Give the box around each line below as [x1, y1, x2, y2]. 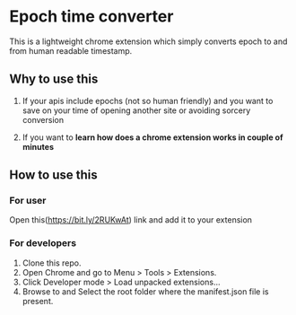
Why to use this [9, 72, 99, 87]
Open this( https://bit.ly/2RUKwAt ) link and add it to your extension [9, 214, 253, 225]
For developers [9, 237, 77, 249]
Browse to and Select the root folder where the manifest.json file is [22, 285, 269, 297]
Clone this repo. [22, 258, 82, 268]
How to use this [9, 168, 99, 183]
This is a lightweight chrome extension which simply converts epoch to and [9, 36, 288, 47]
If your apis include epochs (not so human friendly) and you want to [22, 95, 274, 106]
